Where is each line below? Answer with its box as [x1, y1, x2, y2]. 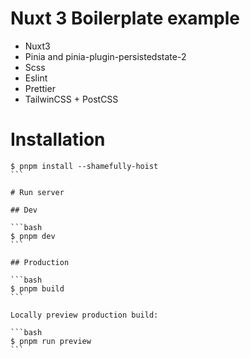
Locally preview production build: [10, 310, 159, 320]
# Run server [10, 187, 65, 197]
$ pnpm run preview [10, 336, 92, 346]
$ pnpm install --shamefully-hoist [10, 161, 159, 171]
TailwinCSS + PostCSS [24, 93, 119, 105]
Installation [10, 128, 106, 151]
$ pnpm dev [10, 231, 56, 241]
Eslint [24, 72, 48, 84]
